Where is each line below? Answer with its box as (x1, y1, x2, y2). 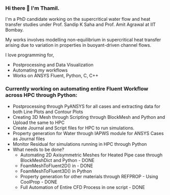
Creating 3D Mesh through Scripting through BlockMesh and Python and (12, 114, 165, 120)
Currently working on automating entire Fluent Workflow (5, 85, 149, 92)
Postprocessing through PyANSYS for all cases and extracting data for (12, 103, 161, 109)
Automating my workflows (12, 67, 68, 73)
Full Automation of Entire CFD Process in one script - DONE (20, 184, 145, 190)
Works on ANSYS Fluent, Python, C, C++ (12, 73, 99, 79)
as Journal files (12, 136, 45, 142)
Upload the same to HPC (12, 119, 65, 125)
